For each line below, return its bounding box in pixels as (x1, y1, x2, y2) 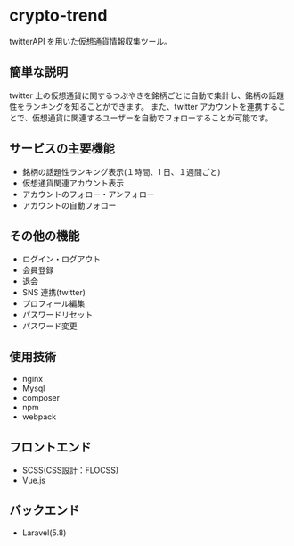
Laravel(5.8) (21, 527, 67, 538)
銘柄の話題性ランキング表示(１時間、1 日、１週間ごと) (21, 166, 221, 177)
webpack (21, 411, 56, 422)
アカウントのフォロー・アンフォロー (21, 188, 155, 199)
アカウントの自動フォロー (21, 200, 117, 211)
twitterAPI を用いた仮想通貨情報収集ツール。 (9, 36, 172, 46)
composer (21, 393, 61, 403)
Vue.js (21, 475, 46, 485)
